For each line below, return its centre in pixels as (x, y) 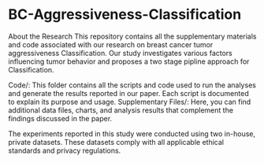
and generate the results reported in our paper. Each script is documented (129, 93)
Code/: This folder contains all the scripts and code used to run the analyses (132, 85)
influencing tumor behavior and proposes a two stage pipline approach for (129, 61)
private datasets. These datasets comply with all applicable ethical (116, 142)
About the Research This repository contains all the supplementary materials (132, 36)
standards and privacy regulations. (65, 150)
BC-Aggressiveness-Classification (125, 15)
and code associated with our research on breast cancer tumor (111, 44)
